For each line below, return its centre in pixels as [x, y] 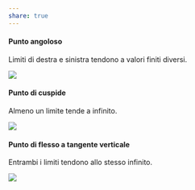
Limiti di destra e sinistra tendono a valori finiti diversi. [98, 59]
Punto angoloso [35, 42]
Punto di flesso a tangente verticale [69, 144]
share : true [28, 16]
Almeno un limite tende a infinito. [63, 111]
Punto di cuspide [37, 93]
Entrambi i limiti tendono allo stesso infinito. [81, 163]
